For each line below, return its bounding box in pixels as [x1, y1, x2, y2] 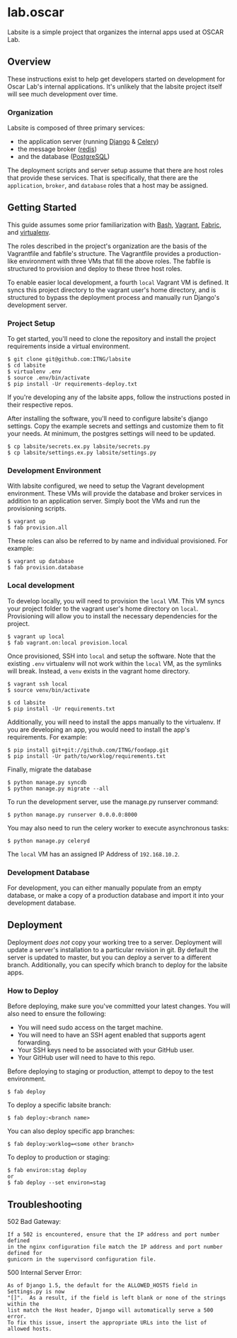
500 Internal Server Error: [7, 1268, 82, 1276]
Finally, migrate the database [7, 765, 92, 774]
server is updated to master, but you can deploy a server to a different [7, 953, 212, 961]
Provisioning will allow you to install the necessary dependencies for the [7, 611, 218, 620]
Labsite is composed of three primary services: [7, 123, 145, 132]
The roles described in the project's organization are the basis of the [7, 242, 207, 250]
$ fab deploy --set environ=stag [7, 1179, 106, 1186]
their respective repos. [7, 401, 74, 409]
